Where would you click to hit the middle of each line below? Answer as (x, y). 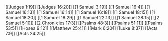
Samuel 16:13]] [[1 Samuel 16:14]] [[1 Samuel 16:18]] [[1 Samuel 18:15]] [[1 (80, 12)
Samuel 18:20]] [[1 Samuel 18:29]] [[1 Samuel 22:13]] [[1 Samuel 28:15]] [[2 (82, 18)
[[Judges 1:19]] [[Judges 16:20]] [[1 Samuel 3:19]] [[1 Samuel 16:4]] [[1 (78, 7)
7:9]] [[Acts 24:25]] (25, 34)
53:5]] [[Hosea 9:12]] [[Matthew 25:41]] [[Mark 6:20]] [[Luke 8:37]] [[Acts (81, 28)
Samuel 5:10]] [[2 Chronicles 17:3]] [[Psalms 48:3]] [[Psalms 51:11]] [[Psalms (84, 23)
